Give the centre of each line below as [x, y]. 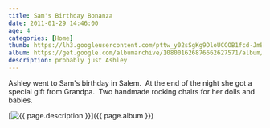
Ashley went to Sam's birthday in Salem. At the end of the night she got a [130, 83]
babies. [21, 100]
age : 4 [19, 30]
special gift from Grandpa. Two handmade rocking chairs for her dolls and [132, 91]
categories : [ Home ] [41, 38]
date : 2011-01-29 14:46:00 [53, 23]
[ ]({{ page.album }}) [81, 115]
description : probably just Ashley [68, 61]
